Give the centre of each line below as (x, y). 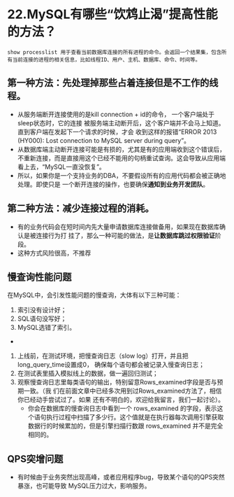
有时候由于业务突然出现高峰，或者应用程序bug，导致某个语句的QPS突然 (121, 477)
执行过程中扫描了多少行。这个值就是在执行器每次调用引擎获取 (135, 417)
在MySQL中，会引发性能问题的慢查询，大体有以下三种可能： (94, 295)
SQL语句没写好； (42, 318)
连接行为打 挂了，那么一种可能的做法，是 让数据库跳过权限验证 (125, 235)
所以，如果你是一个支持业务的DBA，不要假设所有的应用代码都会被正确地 (122, 175)
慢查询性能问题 (39, 277)
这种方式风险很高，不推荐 (54, 253)
